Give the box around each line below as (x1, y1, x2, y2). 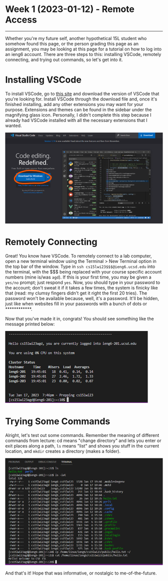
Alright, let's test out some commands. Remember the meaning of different (5, 432, 159, 438)
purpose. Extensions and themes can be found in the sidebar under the (5, 106, 152, 112)
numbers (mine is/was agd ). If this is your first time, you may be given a (5, 274, 151, 280)
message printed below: (5, 321, 55, 327)
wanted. (5, 122, 22, 128)
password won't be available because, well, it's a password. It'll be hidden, (5, 295, 159, 301)
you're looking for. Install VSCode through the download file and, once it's (5, 96, 157, 102)
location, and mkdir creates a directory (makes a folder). (5, 448, 121, 454)
